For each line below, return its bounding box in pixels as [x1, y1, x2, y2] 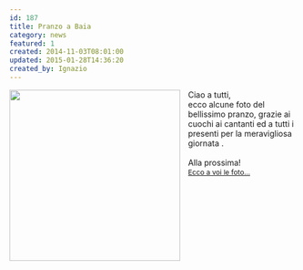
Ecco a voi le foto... [187, 168, 250, 178]
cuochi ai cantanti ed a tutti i [187, 118, 294, 129]
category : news [9, 30, 67, 39]
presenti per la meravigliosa [187, 128, 293, 139]
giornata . [187, 138, 225, 149]
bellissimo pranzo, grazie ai [187, 109, 291, 119]
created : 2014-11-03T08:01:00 [9, 47, 125, 57]
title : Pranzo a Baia [9, 22, 92, 31]
